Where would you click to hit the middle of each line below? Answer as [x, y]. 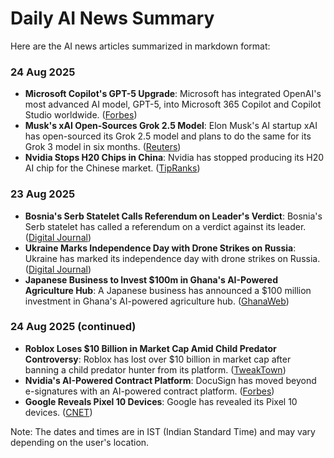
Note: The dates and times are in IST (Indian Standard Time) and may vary [163, 431]
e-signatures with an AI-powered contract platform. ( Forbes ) [149, 391]
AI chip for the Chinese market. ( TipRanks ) [112, 168]
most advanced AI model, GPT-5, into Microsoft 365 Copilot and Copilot [173, 104]
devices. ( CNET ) [58, 412]
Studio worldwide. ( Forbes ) [81, 115]
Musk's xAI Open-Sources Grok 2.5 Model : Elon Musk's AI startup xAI [171, 126]
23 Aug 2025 [43, 194]
